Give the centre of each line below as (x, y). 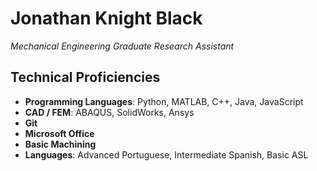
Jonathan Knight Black (106, 18)
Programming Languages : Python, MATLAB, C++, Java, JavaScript (164, 101)
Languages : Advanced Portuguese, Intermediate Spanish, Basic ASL (166, 154)
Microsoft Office (59, 133)
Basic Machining (60, 144)
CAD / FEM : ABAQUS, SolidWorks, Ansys (109, 112)
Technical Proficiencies (85, 77)
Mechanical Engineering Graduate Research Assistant (122, 46)
